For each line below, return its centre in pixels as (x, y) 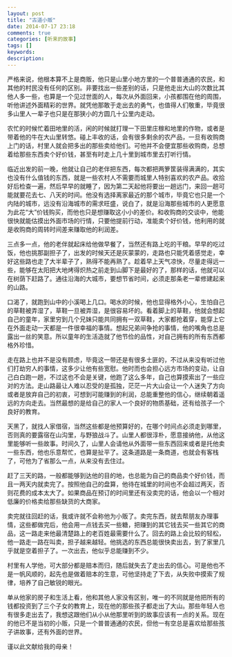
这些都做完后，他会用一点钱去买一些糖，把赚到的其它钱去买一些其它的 (119, 524)
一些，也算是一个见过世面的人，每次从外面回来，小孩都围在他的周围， (125, 96)
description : (26, 59)
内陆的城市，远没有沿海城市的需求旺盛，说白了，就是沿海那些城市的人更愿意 (116, 203)
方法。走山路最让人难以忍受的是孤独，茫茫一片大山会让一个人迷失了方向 (122, 385)
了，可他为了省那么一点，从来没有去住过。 (68, 461)
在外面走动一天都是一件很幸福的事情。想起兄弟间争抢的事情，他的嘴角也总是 (116, 327)
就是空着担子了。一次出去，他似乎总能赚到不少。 (83, 551)
